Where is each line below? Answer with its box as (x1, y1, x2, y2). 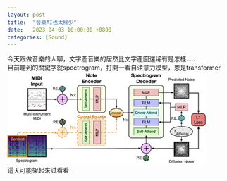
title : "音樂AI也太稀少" (7, 18, 78, 26)
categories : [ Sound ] (7, 34, 68, 41)
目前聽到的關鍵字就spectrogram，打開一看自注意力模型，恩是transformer (7, 63, 221, 72)
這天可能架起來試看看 (7, 166, 69, 174)
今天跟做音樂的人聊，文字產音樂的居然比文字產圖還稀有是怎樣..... (7, 55, 196, 63)
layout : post (7, 11, 46, 18)
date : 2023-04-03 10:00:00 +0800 (7, 26, 112, 33)
